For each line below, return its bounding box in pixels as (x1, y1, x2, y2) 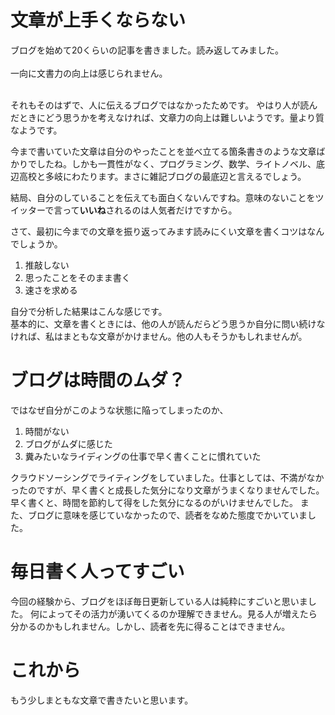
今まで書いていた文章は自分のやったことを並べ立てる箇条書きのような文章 (10, 145, 317, 157)
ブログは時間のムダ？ (10, 369, 187, 392)
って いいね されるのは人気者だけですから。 (62, 204, 238, 216)
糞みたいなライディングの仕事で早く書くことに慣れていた (24, 450, 262, 462)
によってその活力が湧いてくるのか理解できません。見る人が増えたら (38, 607, 318, 620)
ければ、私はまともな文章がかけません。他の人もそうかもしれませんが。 (10, 330, 308, 342)
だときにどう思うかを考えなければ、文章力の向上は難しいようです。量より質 (10, 111, 325, 123)
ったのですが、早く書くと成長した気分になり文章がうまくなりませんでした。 (10, 484, 325, 496)
